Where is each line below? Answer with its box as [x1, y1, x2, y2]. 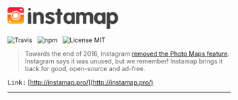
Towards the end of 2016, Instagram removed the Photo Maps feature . [24, 49, 230, 58]
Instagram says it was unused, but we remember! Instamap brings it [24, 56, 223, 65]
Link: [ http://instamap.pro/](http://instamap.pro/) [7, 77, 154, 87]
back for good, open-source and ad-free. [24, 64, 146, 73]
